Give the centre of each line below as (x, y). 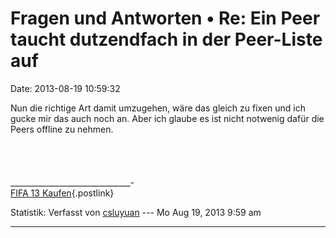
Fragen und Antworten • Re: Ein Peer (165, 18)
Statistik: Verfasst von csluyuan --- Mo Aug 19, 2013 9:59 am (136, 212)
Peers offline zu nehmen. (62, 129)
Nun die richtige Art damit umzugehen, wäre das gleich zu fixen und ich (158, 108)
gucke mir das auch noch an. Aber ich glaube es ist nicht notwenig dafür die (167, 118)
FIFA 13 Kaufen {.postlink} (62, 193)
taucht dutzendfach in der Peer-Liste (166, 39)
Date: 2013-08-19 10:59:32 (65, 88)
